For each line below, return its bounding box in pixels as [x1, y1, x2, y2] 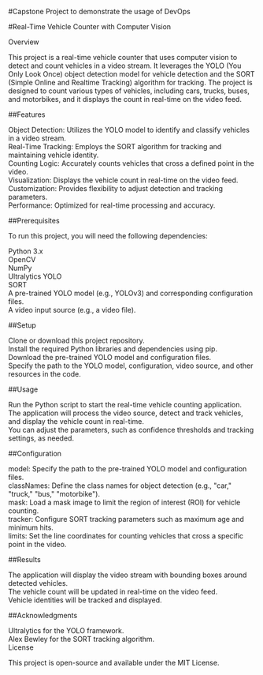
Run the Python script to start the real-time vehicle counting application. [8, 400, 243, 409]
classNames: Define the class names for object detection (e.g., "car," [8, 481, 232, 490]
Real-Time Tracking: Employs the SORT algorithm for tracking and [8, 142, 222, 151]
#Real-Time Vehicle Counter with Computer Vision [8, 22, 172, 31]
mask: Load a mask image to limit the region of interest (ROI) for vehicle [8, 497, 241, 507]
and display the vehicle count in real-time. [8, 417, 144, 426]
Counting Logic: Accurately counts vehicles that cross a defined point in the [8, 159, 254, 168]
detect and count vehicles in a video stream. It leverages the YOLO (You [8, 61, 242, 70]
